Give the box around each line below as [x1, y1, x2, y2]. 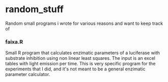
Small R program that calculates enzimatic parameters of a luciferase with [5, 50, 160, 56]
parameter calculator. [5, 71, 50, 77]
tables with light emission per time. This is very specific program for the [5, 61, 156, 67]
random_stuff [5, 4, 64, 15]
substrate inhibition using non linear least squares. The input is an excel [5, 55, 155, 61]
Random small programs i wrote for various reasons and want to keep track [5, 20, 163, 26]
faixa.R [5, 38, 23, 45]
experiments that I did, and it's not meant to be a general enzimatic [5, 66, 146, 72]
